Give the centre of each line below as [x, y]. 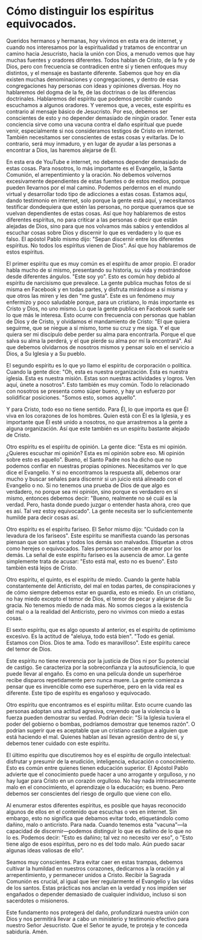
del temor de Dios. [29, 649]
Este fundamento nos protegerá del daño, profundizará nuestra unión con [98, 912]
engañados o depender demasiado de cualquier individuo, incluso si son [96, 894]
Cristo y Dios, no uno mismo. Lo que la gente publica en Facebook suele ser [101, 308]
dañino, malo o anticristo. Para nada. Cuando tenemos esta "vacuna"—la [97, 824]
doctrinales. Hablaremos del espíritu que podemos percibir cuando [90, 99]
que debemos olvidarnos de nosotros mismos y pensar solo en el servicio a [100, 347]
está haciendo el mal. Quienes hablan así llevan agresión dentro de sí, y [95, 737]
